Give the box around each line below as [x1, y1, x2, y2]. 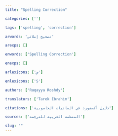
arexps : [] [5, 43, 28, 48]
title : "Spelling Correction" [5, 7, 68, 12]
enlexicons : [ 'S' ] [5, 79, 43, 84]
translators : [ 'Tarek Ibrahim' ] [5, 96, 72, 101]
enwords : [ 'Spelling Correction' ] [5, 52, 77, 57]
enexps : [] [5, 61, 28, 66]
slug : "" [5, 123, 23, 129]
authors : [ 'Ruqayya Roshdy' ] [5, 88, 65, 92]
